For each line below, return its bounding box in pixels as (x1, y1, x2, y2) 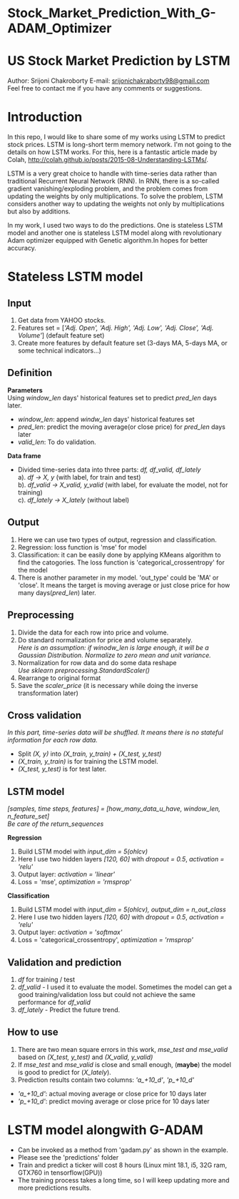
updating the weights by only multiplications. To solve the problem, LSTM (7, 192, 223, 201)
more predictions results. (17, 1183, 91, 1192)
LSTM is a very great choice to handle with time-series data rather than (7, 169, 218, 178)
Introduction (7, 109, 83, 126)
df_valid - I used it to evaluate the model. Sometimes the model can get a (17, 983, 233, 991)
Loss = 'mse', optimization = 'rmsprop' (17, 878, 132, 886)
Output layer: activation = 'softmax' (17, 928, 123, 936)
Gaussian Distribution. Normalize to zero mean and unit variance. (17, 651, 212, 659)
